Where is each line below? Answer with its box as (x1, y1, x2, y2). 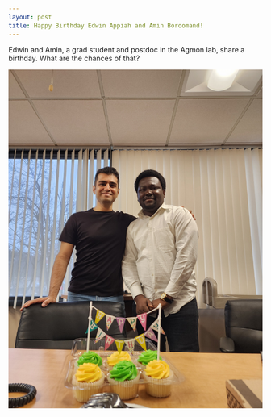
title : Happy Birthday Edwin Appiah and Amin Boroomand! (8, 21, 204, 30)
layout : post (8, 13, 52, 21)
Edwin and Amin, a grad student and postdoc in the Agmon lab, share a (8, 44, 245, 54)
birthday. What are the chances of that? (8, 53, 140, 63)
